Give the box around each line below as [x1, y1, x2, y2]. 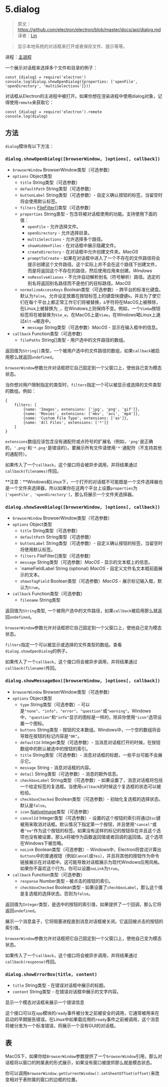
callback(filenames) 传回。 [5, 468, 62, 474]
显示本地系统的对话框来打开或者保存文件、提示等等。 [17, 43, 128, 49]
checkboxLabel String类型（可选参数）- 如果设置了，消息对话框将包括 [20, 777, 163, 783]
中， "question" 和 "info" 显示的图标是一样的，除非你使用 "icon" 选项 [20, 714, 158, 720]
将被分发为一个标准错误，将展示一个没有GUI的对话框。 [5, 1022, 119, 1029]
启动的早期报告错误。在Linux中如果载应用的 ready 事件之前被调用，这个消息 [5, 1016, 159, 1022]
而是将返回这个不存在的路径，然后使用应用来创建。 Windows [27, 268, 152, 274]
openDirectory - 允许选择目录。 [27, 230, 92, 236]
